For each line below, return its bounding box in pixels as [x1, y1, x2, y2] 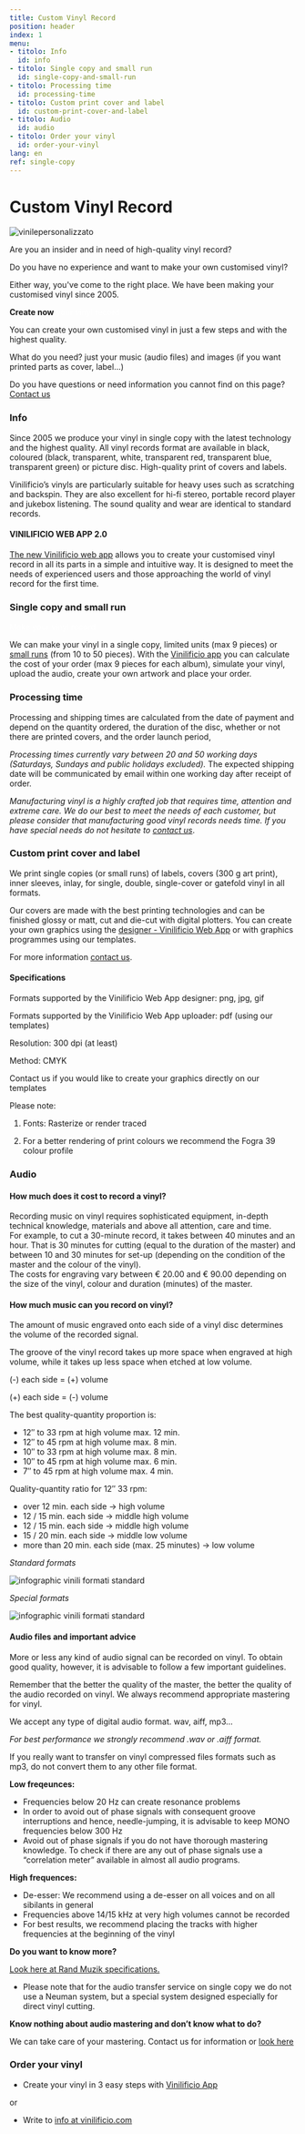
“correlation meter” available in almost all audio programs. [22, 1854, 240, 1865]
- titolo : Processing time [9, 81, 112, 90]
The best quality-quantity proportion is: [9, 1409, 157, 1421]
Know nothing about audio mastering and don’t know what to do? [9, 2018, 262, 2029]
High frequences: [9, 1872, 77, 1883]
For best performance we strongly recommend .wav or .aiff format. [9, 1733, 262, 1744]
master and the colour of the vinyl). [9, 1259, 141, 1271]
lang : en [9, 148, 43, 158]
